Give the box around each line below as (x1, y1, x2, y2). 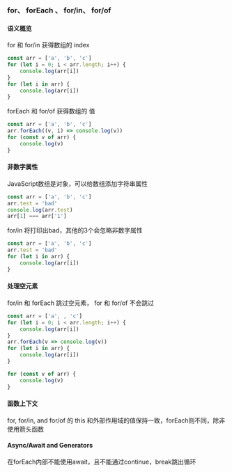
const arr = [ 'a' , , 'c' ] (7, 313, 82, 320)
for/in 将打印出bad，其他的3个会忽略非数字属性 (7, 226, 143, 235)
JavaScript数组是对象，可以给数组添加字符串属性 (7, 179, 148, 188)
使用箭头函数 (7, 425, 44, 433)
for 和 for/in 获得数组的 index (7, 41, 90, 49)
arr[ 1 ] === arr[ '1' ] (7, 213, 68, 220)
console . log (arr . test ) (7, 206, 73, 213)
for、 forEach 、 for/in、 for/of (7, 5, 111, 15)
